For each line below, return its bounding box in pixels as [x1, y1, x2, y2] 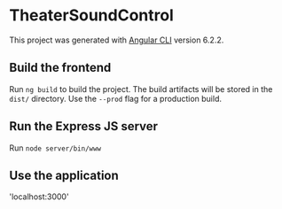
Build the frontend [9, 60, 112, 75]
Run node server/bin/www [9, 143, 102, 153]
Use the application [9, 167, 120, 182]
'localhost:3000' [9, 191, 69, 202]
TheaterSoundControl [9, 5, 175, 26]
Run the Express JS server [9, 119, 158, 134]
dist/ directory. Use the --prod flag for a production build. [9, 93, 222, 104]
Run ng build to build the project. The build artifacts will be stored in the [9, 83, 273, 94]
